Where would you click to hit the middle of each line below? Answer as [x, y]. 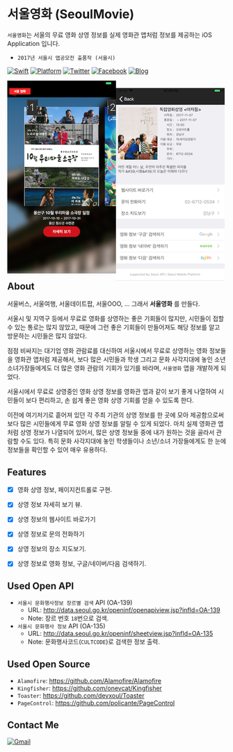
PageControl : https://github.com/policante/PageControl [96, 703]
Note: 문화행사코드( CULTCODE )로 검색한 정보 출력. [94, 642]
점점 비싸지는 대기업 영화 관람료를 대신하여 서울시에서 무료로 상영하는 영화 [107, 351]
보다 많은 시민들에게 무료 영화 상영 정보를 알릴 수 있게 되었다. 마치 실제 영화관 [112, 424]
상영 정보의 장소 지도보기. [52, 549]
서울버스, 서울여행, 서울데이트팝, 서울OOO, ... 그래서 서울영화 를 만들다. [104, 304]
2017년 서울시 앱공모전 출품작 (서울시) [66, 58]
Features [27, 472]
